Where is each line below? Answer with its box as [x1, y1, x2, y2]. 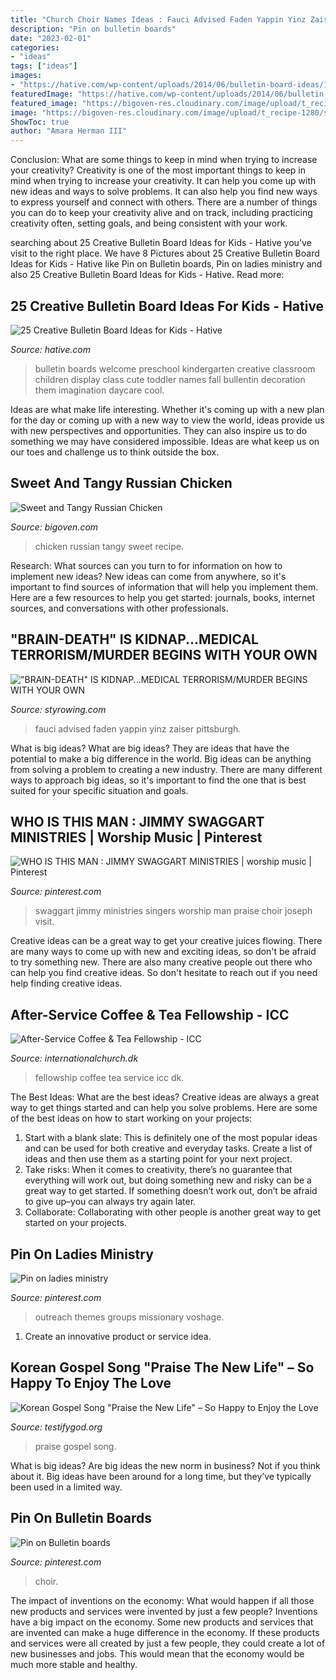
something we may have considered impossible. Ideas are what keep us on [10, 435, 320, 447]
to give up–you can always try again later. [24, 1196, 197, 1208]
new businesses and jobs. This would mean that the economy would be [10, 1647, 305, 1660]
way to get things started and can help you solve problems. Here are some [10, 1102, 318, 1114]
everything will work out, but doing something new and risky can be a [24, 1174, 312, 1186]
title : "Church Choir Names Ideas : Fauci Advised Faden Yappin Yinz [10, 14, 307, 25]
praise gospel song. [34, 1440, 117, 1452]
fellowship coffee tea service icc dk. [34, 1072, 185, 1084]
